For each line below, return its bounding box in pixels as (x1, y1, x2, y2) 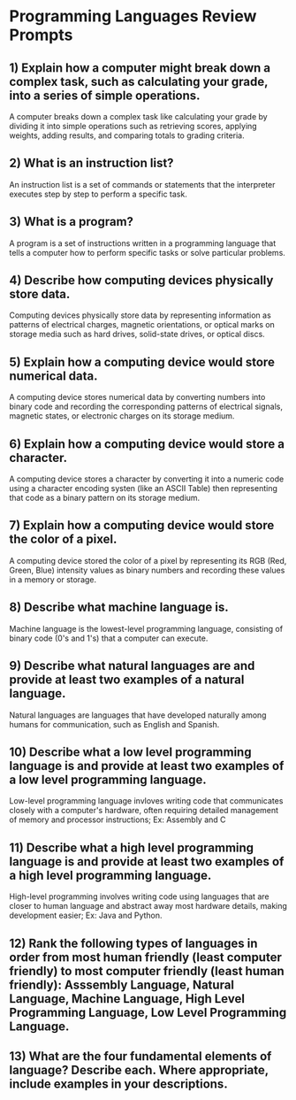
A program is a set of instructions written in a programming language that (9, 237, 277, 249)
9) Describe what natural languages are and (9, 658, 255, 673)
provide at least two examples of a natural (9, 673, 245, 688)
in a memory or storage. (9, 573, 97, 585)
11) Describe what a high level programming (9, 840, 254, 855)
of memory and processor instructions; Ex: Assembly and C (9, 814, 227, 825)
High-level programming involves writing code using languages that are (9, 891, 269, 902)
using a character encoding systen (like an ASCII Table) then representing (9, 483, 278, 494)
